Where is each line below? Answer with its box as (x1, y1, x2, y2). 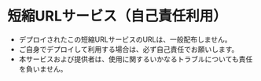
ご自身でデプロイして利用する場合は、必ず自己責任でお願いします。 (18, 44, 239, 53)
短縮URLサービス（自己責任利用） (7, 7, 227, 25)
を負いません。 (18, 64, 68, 73)
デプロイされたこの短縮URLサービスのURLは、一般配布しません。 (18, 35, 233, 44)
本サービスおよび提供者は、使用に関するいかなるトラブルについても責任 (18, 54, 253, 64)
